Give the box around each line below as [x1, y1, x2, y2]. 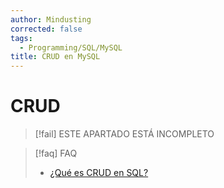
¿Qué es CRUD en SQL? [49, 167, 149, 179]
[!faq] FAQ [34, 147, 78, 160]
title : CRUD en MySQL [10, 52, 101, 62]
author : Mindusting [10, 14, 92, 25]
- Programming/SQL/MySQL [19, 42, 123, 53]
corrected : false [10, 24, 83, 34]
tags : [10, 33, 33, 43]
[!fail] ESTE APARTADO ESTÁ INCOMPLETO [34, 128, 215, 140]
